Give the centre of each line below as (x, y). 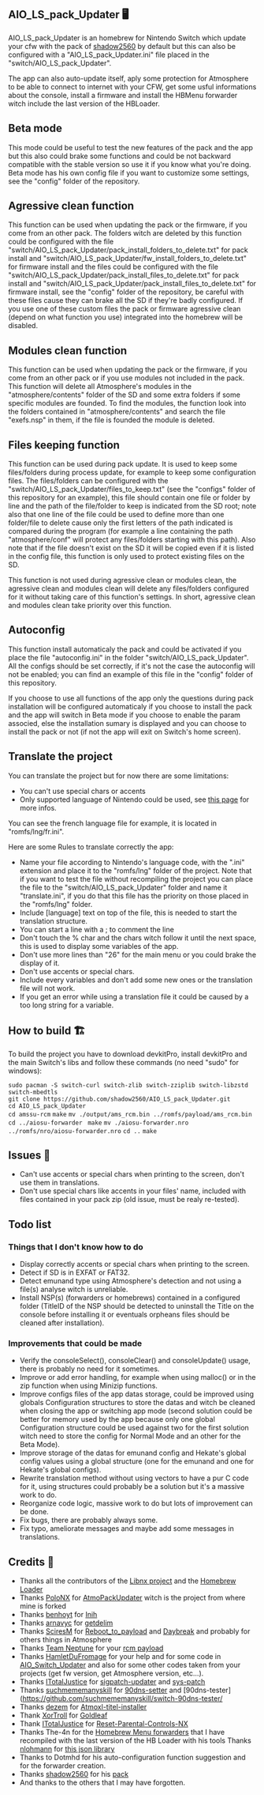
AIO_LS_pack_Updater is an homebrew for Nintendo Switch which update (127, 38)
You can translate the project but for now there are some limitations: (119, 776)
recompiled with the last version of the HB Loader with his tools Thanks (136, 1740)
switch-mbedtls (33, 1092)
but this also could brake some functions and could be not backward (119, 156)
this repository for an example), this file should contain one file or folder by (129, 497)
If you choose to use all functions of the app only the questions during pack (131, 698)
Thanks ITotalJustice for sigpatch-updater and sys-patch (112, 1682)
